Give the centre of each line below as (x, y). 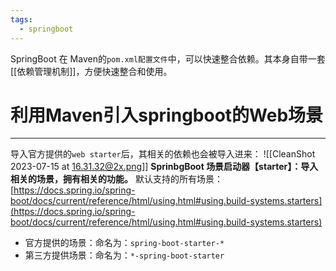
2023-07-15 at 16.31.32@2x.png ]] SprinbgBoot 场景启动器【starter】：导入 (164, 167)
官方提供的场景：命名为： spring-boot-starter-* (124, 243)
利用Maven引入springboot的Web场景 (167, 115)
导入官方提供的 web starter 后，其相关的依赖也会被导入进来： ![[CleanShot (163, 154)
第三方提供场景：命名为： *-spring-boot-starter (124, 255)
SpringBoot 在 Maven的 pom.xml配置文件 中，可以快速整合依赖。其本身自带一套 (168, 58)
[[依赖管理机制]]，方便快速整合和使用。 (91, 71)
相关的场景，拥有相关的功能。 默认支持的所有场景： (116, 179)
